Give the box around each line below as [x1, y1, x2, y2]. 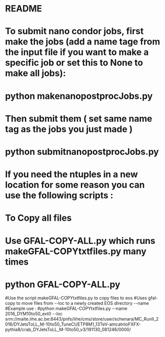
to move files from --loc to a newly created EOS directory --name [16, 300, 149, 306]
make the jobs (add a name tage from [5, 36, 160, 48]
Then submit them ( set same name [5, 113, 153, 124]
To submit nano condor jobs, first [5, 26, 144, 37]
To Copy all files [5, 212, 72, 224]
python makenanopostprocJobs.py [5, 90, 153, 101]
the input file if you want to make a [5, 47, 149, 58]
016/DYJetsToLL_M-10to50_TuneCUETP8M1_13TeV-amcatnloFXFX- [5, 321, 141, 327]
